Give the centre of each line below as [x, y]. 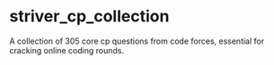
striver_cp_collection [89, 16]
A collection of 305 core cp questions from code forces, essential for [137, 41]
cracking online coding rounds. [66, 50]
